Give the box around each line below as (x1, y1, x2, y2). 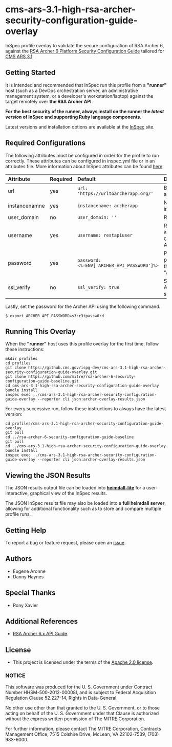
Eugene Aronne (12, 568, 46, 574)
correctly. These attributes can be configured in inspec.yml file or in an (5, 158, 155, 164)
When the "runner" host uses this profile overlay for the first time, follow (5, 341, 159, 347)
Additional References (5, 617, 78, 626)
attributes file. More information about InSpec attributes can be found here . (5, 163, 164, 169)
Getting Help (5, 526, 47, 535)
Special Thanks (5, 589, 56, 597)
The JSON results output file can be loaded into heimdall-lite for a (5, 485, 145, 491)
